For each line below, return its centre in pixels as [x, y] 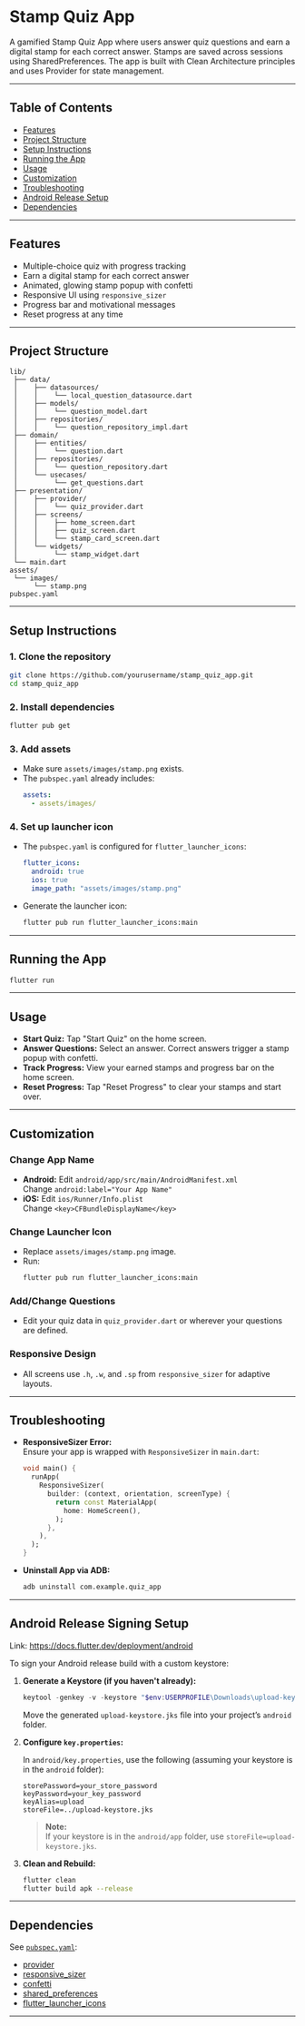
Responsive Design [53, 1354]
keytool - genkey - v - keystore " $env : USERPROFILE [116, 1697]
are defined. [45, 1331]
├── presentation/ [48, 491]
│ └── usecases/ [50, 475]
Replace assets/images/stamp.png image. [99, 1252]
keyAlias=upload [53, 1802]
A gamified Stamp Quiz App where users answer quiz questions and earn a [150, 42]
